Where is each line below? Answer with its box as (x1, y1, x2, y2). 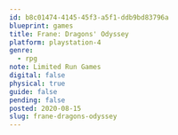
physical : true (9, 79, 66, 88)
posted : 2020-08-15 (9, 104, 82, 113)
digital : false (9, 71, 66, 80)
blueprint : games (9, 21, 74, 30)
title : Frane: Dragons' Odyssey (9, 29, 129, 38)
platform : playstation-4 (9, 37, 101, 47)
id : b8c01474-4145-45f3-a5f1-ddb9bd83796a (9, 12, 169, 22)
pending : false (9, 95, 66, 105)
